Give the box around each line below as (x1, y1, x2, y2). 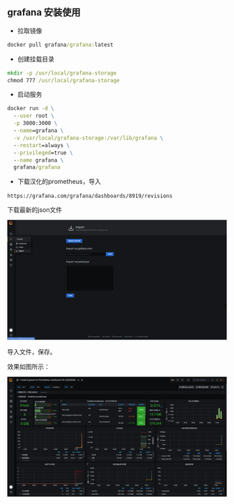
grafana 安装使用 (7, 6, 81, 19)
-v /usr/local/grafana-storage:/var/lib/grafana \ (13, 135, 164, 142)
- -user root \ (13, 112, 54, 120)
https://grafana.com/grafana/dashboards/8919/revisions (7, 192, 173, 200)
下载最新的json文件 (7, 206, 63, 214)
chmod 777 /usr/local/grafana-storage (7, 77, 120, 84)
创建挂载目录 (17, 54, 54, 63)
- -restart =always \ (13, 142, 70, 148)
